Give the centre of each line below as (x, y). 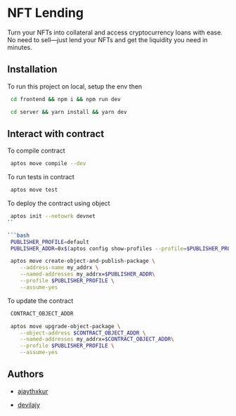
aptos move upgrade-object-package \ (65, 326)
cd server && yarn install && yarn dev (69, 112)
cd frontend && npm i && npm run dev (65, 99)
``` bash (19, 235)
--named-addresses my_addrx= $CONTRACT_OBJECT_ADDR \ (97, 339)
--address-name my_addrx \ (59, 268)
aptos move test (34, 190)
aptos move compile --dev (48, 164)
